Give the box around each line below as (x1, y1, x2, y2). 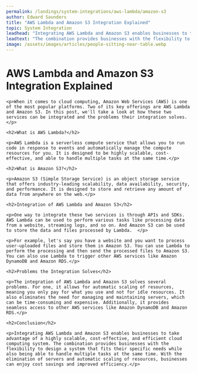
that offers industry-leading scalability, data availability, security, (6, 181, 191, 187)
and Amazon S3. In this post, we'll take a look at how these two (6, 109, 172, 115)
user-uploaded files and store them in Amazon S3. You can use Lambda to (6, 242, 191, 249)
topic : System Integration (6, 25, 72, 31)
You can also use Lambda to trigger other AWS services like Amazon (6, 253, 177, 259)
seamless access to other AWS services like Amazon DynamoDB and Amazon (6, 304, 188, 311)
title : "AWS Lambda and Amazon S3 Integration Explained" (6, 19, 151, 25)
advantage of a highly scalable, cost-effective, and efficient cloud (6, 335, 182, 341)
